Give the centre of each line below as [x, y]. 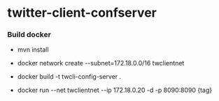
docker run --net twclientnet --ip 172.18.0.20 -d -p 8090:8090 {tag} [115, 90]
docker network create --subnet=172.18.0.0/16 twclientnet [101, 63]
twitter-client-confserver [82, 13]
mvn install [33, 49]
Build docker [29, 35]
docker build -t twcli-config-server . [69, 77]
